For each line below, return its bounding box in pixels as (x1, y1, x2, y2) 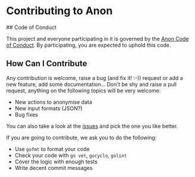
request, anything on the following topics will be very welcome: (6, 87, 161, 94)
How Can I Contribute (6, 59, 87, 69)
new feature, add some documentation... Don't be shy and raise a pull (6, 81, 177, 88)
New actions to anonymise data (14, 98, 92, 105)
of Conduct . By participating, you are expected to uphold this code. (6, 41, 171, 49)
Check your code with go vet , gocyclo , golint (14, 152, 127, 159)
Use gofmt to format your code (14, 145, 90, 152)
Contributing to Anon (6, 4, 113, 18)
